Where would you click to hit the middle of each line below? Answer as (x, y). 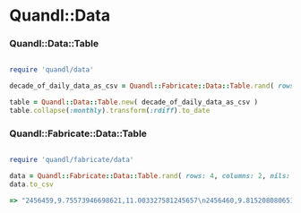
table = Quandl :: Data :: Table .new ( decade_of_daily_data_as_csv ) (133, 102)
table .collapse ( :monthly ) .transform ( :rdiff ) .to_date (110, 111)
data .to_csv (31, 184)
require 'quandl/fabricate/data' (72, 160)
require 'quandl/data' (52, 70)
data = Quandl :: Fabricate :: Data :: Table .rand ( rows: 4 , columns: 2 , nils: (150, 176)
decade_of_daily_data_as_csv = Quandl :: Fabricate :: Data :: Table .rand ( (142, 86)
